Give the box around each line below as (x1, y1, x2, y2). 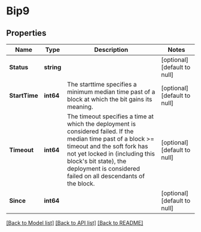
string (44, 63, 62, 71)
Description (94, 46, 129, 54)
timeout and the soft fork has (66, 142, 148, 150)
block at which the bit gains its (66, 95, 153, 103)
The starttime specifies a (66, 81, 137, 88)
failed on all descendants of (66, 172, 145, 180)
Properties (6, 28, 47, 38)
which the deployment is (66, 120, 136, 128)
